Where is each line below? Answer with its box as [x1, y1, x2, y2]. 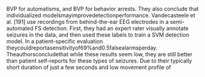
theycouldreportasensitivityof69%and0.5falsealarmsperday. [6, 44, 158, 51]
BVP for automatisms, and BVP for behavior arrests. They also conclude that [6, 5, 199, 12]
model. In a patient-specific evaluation [6, 38, 103, 45]
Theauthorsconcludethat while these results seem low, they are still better [6, 51, 193, 57]
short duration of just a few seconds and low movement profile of [6, 64, 171, 71]
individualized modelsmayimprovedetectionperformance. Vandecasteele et [6, 12, 196, 19]
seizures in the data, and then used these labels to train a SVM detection [6, 31, 190, 38]
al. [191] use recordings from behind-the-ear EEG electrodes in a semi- [6, 18, 185, 25]
